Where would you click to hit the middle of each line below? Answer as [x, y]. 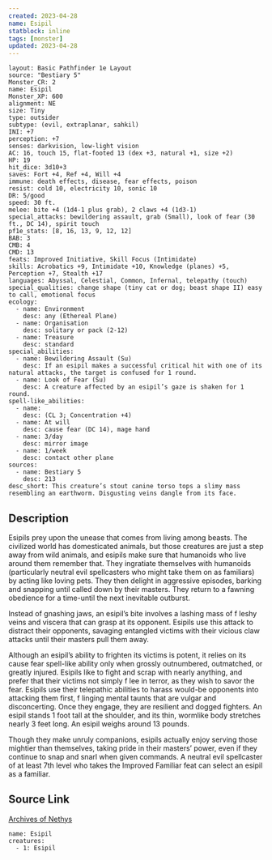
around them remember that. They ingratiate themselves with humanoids [130, 563]
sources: [23, 465]
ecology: [23, 302]
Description [38, 518]
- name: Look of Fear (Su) [61, 380]
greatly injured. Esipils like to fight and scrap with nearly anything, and [125, 672]
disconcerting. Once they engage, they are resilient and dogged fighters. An [136, 706]
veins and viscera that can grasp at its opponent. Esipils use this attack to [131, 622]
